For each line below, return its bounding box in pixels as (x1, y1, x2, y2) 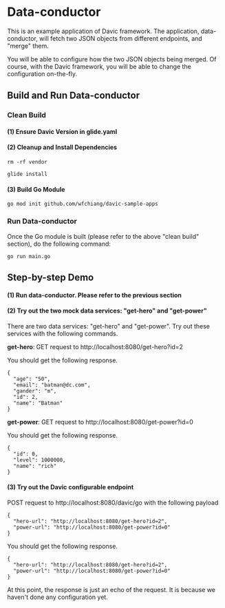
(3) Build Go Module (7, 185, 65, 193)
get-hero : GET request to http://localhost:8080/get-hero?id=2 (7, 342, 184, 351)
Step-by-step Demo (7, 271, 94, 283)
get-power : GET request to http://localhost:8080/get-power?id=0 (7, 418, 194, 426)
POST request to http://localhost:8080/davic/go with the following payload (7, 498, 219, 507)
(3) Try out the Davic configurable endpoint (7, 483, 134, 491)
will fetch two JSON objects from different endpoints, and (39, 34, 203, 42)
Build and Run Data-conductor (7, 90, 140, 101)
